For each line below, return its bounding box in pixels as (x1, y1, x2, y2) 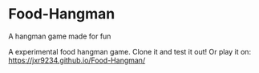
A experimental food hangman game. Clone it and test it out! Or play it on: (8, 47, 251, 56)
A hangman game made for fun (8, 31, 111, 41)
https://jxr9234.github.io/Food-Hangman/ (8, 55, 146, 65)
